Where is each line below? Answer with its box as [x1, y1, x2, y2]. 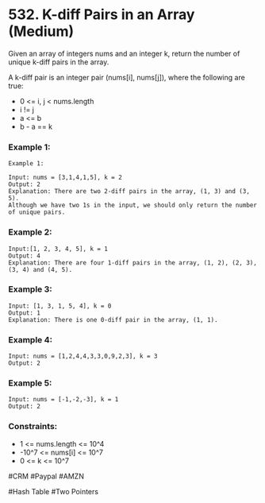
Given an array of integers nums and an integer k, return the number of [8, 48, 240, 58]
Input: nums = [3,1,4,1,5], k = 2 [8, 173, 123, 182]
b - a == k [19, 122, 53, 131]
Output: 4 [8, 252, 41, 260]
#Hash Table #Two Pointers [8, 486, 99, 496]
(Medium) [8, 22, 75, 41]
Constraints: [8, 421, 58, 432]
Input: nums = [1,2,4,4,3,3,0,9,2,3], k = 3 [8, 352, 158, 361]
